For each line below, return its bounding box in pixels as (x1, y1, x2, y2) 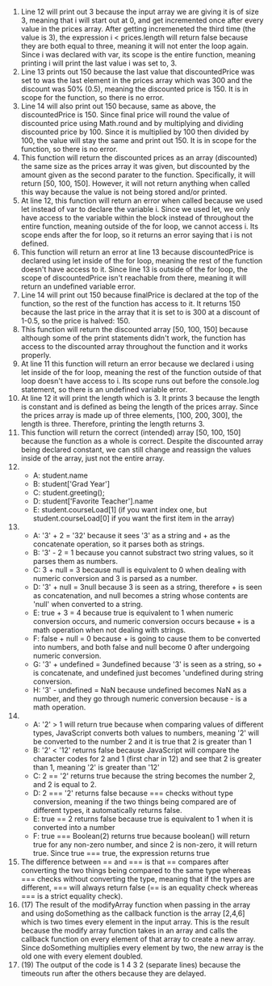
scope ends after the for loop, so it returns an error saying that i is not (20, 230, 253, 239)
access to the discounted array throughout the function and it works (20, 342, 249, 351)
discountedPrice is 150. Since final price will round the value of (20, 110, 230, 120)
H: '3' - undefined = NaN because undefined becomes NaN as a (32, 685, 247, 694)
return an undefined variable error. (20, 282, 136, 291)
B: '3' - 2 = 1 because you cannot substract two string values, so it (32, 548, 253, 557)
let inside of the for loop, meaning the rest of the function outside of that (20, 368, 262, 377)
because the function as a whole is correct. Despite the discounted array (20, 436, 264, 445)
